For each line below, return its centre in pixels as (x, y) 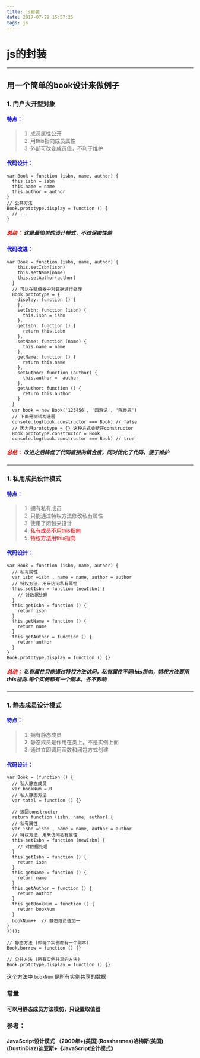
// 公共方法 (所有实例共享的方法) (44, 960)
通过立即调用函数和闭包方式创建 (69, 750)
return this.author (46, 393)
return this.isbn (44, 331)
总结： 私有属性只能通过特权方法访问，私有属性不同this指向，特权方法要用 (98, 672)
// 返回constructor (35, 812)
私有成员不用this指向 (55, 530)
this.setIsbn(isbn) (42, 267)
